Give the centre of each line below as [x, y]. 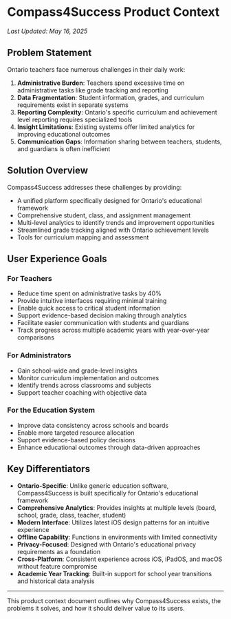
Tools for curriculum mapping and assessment [83, 237]
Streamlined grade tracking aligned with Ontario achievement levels [113, 230]
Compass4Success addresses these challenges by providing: [95, 187]
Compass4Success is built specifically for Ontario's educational [108, 493]
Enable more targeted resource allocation [76, 433]
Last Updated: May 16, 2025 [47, 31]
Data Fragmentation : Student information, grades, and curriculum [111, 97]
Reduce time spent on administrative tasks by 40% [89, 293]
